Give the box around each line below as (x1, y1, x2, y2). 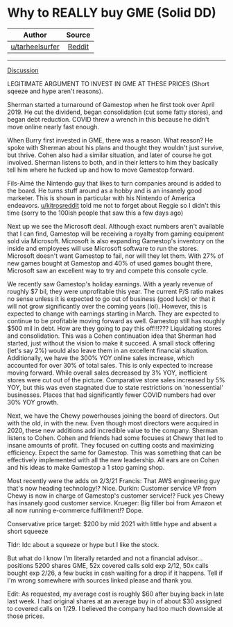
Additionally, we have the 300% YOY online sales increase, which (7, 353, 195, 362)
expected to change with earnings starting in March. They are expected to (7, 309, 220, 318)
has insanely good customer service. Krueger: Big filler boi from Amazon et (7, 498, 223, 507)
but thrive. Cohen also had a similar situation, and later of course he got (7, 151, 212, 159)
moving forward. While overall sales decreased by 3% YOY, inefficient (7, 368, 207, 377)
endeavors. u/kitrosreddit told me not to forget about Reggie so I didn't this (7, 201, 221, 209)
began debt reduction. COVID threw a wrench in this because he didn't (7, 115, 209, 123)
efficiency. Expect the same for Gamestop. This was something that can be (7, 448, 222, 457)
